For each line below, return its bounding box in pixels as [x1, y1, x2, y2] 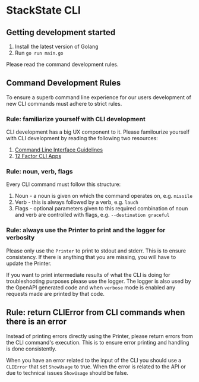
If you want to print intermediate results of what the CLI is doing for [6, 271, 170, 278]
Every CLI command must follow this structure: [6, 181, 121, 188]
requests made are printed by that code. [6, 290, 105, 297]
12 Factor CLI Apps [14, 153, 61, 160]
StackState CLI [6, 4, 81, 17]
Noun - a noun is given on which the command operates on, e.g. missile [14, 192, 193, 200]
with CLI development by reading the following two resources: [6, 135, 159, 142]
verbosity [6, 233, 35, 242]
